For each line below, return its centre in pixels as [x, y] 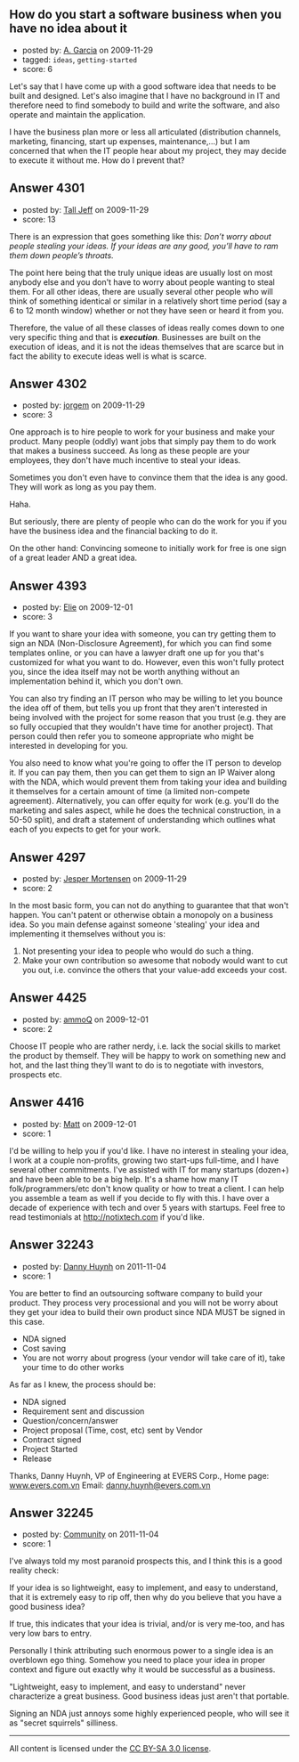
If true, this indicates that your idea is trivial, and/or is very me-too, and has [147, 1624]
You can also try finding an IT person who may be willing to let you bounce [146, 699]
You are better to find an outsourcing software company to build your [136, 1293]
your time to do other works [73, 1367]
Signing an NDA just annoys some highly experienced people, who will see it [149, 1714]
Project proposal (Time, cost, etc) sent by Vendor [112, 1430]
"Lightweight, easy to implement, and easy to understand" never [128, 1687]
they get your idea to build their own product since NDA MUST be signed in [147, 1311]
